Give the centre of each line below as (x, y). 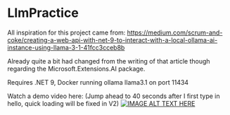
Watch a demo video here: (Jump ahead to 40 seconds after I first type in (114, 96)
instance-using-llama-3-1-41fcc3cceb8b (66, 47)
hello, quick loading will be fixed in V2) (63, 103)
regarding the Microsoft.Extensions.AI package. (76, 68)
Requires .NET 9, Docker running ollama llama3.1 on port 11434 (98, 82)
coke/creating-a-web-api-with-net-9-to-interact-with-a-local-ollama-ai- (113, 40)
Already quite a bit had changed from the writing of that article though (109, 61)
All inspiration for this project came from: (66, 32)
